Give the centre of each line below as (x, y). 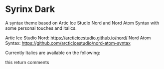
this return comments (27, 62)
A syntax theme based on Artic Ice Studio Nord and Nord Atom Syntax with (82, 23)
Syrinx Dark (30, 9)
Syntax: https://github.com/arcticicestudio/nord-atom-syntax (68, 43)
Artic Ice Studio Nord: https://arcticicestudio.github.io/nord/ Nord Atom (78, 38)
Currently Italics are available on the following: (53, 53)
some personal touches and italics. (41, 28)
